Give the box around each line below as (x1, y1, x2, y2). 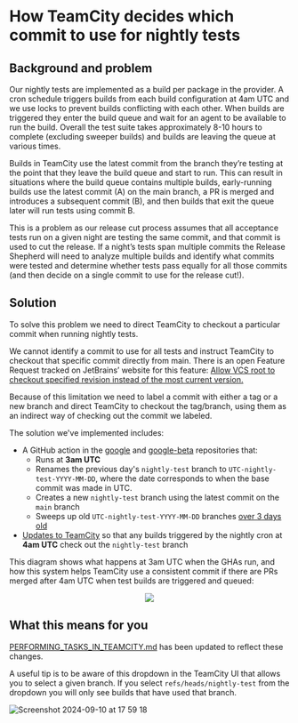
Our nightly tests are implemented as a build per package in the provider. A (9, 84, 285, 94)
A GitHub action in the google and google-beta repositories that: (21, 445, 258, 455)
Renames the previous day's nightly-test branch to (35, 463, 227, 474)
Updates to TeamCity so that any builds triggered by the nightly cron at (21, 529, 283, 540)
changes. (9, 651, 44, 662)
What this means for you (9, 618, 149, 633)
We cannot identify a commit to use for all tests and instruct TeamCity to (9, 345, 274, 357)
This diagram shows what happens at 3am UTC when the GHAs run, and (9, 556, 276, 566)
